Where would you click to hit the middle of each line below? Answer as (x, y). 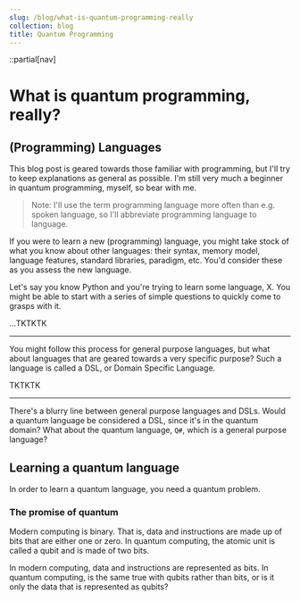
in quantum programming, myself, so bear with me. (103, 188)
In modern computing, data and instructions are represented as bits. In (139, 568)
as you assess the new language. (71, 270)
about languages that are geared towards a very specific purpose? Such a (146, 359)
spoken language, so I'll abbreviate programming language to (144, 214)
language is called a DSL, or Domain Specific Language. (112, 368)
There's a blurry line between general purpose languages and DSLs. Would (147, 411)
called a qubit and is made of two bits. (79, 551)
